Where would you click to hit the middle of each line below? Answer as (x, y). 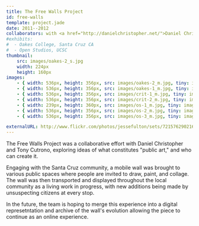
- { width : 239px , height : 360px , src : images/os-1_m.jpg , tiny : (99, 105)
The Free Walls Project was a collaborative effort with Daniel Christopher (95, 144)
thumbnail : (20, 56)
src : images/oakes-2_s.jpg (50, 61)
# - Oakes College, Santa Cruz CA (50, 45)
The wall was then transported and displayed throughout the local (86, 180)
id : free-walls (25, 17)
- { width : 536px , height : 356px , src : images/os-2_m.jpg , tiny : (99, 111)
